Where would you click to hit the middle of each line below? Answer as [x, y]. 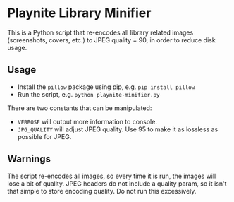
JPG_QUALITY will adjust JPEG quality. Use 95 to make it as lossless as [118, 129]
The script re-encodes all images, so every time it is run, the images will [112, 176]
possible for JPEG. [44, 136]
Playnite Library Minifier [79, 13]
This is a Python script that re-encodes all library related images [100, 32]
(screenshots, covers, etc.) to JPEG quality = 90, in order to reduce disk [112, 40]
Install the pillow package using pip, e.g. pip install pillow [106, 87]
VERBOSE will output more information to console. [87, 121]
